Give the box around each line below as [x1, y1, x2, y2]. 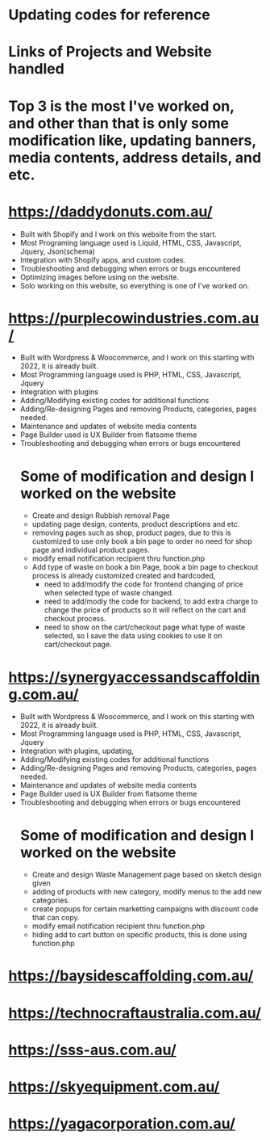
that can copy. [31, 913, 81, 923]
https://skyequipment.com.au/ [8, 1078, 220, 1096]
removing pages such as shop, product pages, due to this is [31, 528, 231, 538]
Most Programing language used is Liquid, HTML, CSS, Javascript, [19, 238, 242, 247]
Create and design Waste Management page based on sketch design [31, 870, 262, 880]
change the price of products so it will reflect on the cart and [44, 605, 246, 615]
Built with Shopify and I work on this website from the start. [19, 229, 218, 239]
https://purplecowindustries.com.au [8, 309, 260, 327]
